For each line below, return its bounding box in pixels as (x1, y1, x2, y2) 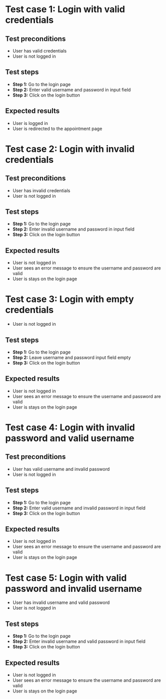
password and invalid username (5, 583, 142, 594)
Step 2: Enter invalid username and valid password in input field (12, 638, 146, 644)
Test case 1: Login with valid (5, 4, 125, 15)
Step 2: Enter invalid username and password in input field (12, 226, 135, 232)
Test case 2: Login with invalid (5, 143, 135, 155)
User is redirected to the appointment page (12, 125, 102, 132)
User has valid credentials (12, 48, 67, 54)
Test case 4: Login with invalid (5, 422, 135, 433)
